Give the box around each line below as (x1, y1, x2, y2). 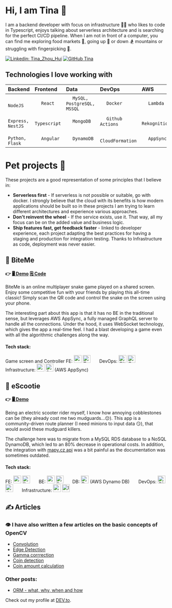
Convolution (12, 541, 38, 547)
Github (106, 115, 123, 121)
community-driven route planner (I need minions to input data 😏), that (5, 420, 154, 427)
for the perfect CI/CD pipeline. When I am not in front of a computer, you (5, 32, 158, 38)
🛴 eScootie (5, 381, 41, 390)
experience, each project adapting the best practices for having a (12, 230, 151, 236)
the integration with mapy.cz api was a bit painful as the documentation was (5, 447, 165, 453)
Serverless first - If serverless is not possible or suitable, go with (12, 192, 151, 198)
